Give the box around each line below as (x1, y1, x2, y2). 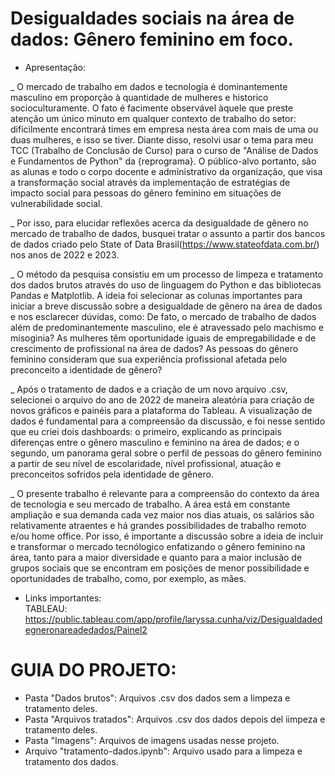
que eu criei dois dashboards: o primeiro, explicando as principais (10, 425, 282, 437)
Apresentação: (24, 61, 86, 73)
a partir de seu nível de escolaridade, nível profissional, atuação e (10, 457, 282, 469)
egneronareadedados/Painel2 (24, 623, 148, 636)
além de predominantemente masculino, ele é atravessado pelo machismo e (10, 321, 324, 333)
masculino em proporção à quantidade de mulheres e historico (10, 91, 269, 103)
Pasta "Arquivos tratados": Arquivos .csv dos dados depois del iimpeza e (24, 713, 326, 725)
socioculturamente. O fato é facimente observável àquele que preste (10, 102, 294, 114)
